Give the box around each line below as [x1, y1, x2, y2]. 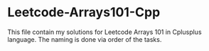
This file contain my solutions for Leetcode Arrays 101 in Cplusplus [7, 28, 202, 36]
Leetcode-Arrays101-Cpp [7, 4, 161, 21]
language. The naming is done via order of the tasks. [7, 35, 162, 43]
